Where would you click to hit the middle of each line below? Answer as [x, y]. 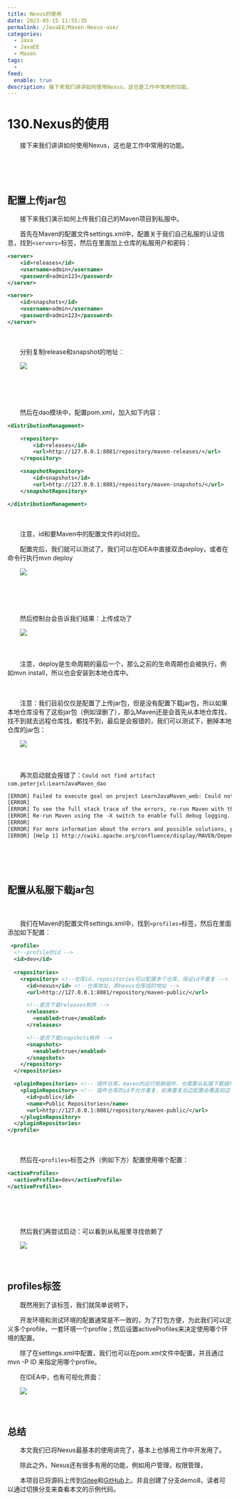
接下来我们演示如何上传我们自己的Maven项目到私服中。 [101, 219]
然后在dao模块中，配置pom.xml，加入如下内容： [91, 412]
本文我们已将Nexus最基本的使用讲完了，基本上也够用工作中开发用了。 [122, 1450]
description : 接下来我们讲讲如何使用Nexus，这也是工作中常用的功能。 [100, 87]
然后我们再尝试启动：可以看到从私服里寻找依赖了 [91, 1231]
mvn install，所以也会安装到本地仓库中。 [73, 672]
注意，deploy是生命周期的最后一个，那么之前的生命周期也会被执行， [120, 664]
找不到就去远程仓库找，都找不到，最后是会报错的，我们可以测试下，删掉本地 [119, 721]
